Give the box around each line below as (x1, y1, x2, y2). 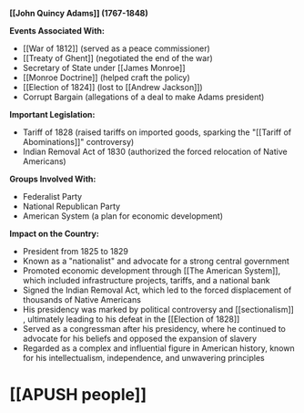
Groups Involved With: (9, 173, 96, 184)
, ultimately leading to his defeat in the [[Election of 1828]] (22, 314, 240, 325)
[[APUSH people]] (9, 385, 147, 405)
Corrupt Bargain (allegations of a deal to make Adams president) (22, 91, 265, 102)
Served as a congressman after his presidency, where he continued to (22, 324, 287, 334)
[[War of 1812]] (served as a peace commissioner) (22, 43, 211, 54)
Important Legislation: (9, 109, 96, 119)
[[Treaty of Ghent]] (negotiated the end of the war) (22, 53, 214, 63)
